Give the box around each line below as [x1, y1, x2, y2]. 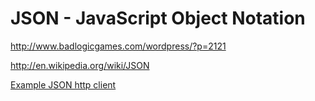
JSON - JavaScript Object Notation [10, 7, 306, 30]
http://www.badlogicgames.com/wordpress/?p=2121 [10, 40, 227, 52]
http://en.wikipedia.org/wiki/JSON [10, 59, 150, 71]
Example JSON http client [10, 78, 117, 91]
